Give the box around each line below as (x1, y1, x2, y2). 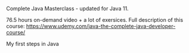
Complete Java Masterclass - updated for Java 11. (6, 5, 129, 12)
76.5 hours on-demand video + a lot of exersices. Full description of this (6, 16, 184, 23)
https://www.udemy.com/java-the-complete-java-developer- (26, 23, 176, 29)
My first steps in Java (6, 41, 60, 47)
